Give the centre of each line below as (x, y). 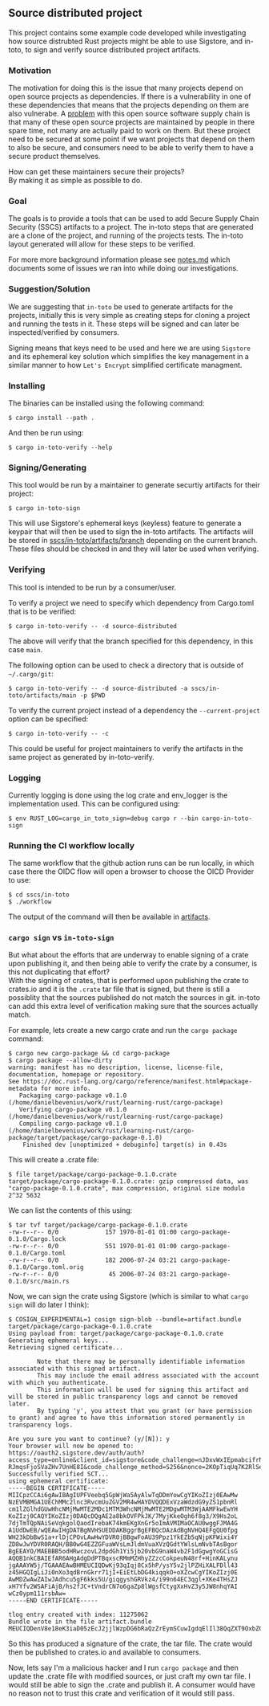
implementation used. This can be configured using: (94, 803)
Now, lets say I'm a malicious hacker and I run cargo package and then (123, 1668)
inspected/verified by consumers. (64, 332)
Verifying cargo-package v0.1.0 (73, 1110)
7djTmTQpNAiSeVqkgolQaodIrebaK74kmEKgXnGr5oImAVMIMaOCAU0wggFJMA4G (123, 1524)
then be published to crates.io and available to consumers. (105, 1652)
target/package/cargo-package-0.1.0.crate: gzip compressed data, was (128, 1182)
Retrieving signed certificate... (66, 1348)
